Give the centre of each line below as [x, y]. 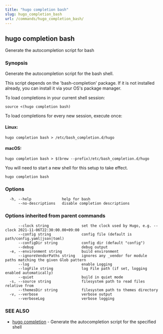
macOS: [13, 148]
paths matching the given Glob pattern [46, 260]
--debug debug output [63, 247]
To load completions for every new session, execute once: [64, 116]
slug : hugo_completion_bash [34, 14]
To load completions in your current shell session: [55, 98]
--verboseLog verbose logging [66, 299]
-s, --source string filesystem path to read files [77, 282]
